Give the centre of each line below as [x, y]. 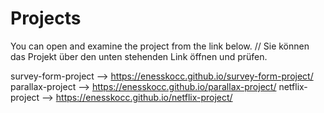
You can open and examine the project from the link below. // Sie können [160, 46]
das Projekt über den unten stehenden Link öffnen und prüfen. [139, 56]
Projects [46, 18]
